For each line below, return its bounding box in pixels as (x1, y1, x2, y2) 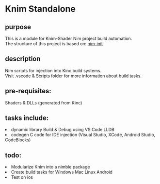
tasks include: (5, 114, 49, 122)
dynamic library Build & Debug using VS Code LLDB (11, 127, 115, 133)
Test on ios (11, 174, 33, 180)
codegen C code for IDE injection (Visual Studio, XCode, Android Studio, (11, 132, 156, 138)
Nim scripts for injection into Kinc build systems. (5, 67, 102, 73)
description (5, 55, 41, 63)
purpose (5, 23, 32, 31)
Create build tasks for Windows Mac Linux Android (11, 169, 113, 175)
